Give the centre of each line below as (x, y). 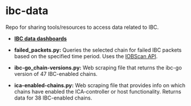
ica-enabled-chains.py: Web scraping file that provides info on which (100, 85)
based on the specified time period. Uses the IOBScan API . (86, 56)
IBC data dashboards (41, 38)
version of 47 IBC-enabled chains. (56, 74)
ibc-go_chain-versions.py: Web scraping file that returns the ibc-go (98, 67)
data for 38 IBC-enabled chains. (53, 98)
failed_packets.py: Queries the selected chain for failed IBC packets (98, 50)
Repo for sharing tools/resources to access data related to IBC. (82, 27)
